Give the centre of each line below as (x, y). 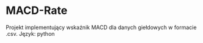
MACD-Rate (37, 11)
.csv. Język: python (30, 33)
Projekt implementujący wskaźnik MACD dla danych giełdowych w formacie (101, 27)
